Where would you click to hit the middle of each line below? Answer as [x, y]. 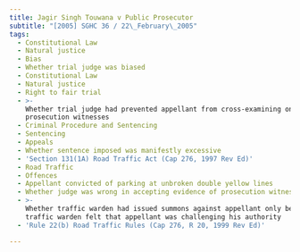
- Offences [37, 175]
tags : [19, 34]
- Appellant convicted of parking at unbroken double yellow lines [146, 184]
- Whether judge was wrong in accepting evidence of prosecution [142, 192]
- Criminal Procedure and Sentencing [87, 126]
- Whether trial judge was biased [81, 68]
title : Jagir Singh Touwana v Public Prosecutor [101, 17]
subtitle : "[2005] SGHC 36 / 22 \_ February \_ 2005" [104, 26]
